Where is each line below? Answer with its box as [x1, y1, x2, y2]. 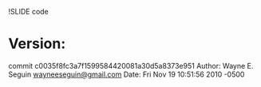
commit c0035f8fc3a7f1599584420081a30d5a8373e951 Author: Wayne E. [8, 61, 254, 70]
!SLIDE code [8, 7, 49, 16]
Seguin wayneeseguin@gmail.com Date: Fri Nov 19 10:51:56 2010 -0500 [8, 69, 245, 79]
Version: [8, 35, 66, 53]
